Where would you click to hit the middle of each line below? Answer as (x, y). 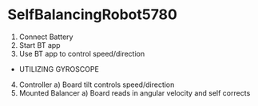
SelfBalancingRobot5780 (92, 15)
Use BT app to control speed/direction (82, 53)
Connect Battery (46, 37)
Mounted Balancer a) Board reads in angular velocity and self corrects (135, 92)
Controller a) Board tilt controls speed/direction (97, 84)
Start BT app (40, 45)
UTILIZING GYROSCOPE (59, 69)
